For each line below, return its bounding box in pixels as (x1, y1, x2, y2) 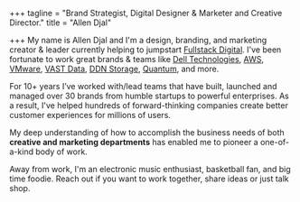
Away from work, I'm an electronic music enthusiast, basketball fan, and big (9, 164, 291, 174)
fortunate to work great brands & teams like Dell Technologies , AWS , (9, 54, 265, 64)
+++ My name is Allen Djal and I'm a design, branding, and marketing (9, 35, 267, 45)
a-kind (9, 146, 34, 157)
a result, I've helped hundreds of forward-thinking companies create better (9, 100, 289, 111)
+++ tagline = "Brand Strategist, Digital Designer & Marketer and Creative (9, 8, 283, 18)
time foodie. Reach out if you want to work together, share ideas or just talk (9, 173, 289, 184)
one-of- (260, 137, 290, 147)
